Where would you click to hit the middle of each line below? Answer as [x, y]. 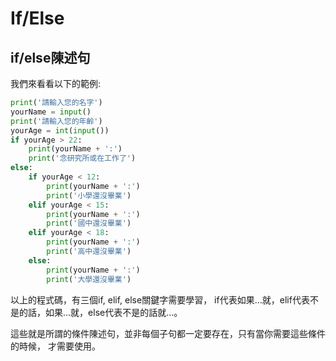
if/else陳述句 [50, 57]
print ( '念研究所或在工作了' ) [82, 158]
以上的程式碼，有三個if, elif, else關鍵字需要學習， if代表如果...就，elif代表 [160, 299]
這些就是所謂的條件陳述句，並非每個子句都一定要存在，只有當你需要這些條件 [168, 333]
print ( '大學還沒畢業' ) [89, 279]
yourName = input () [51, 112]
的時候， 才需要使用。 [55, 346]
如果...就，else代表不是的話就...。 [113, 312]
